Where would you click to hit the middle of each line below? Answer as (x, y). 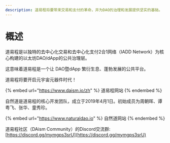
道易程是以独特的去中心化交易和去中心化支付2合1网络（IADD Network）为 (82, 52)
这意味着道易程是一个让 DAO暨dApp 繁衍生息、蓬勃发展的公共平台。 (77, 68)
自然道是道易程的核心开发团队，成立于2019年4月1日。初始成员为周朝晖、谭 (84, 101)
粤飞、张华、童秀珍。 (27, 108)
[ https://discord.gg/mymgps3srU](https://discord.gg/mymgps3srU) (76, 134)
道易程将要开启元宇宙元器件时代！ (41, 80)
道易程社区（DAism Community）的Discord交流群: (58, 129)
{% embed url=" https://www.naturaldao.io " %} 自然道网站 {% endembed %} (85, 118)
